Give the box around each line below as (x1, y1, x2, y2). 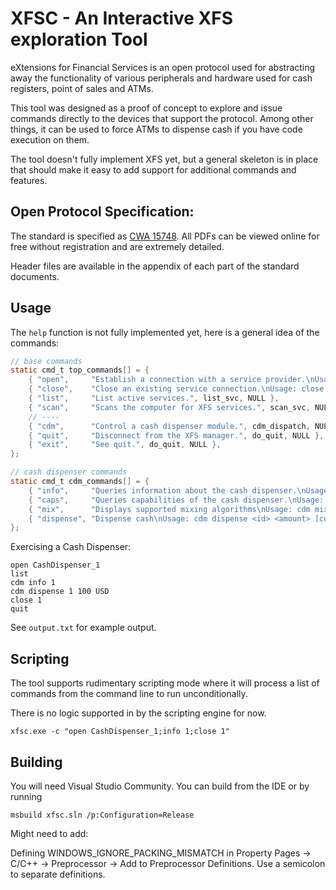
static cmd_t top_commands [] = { (10, 365, 150, 376)
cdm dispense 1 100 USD (10, 587, 110, 597)
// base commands (10, 356, 83, 366)
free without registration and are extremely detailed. (10, 240, 225, 252)
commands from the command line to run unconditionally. (10, 688, 248, 700)
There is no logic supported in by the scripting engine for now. (10, 707, 267, 719)
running (10, 790, 43, 802)
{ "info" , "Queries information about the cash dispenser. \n (28, 485, 307, 496)
